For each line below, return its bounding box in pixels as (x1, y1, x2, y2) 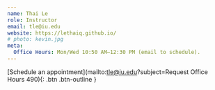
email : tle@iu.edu (7, 23, 61, 30)
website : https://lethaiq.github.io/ (7, 29, 117, 37)
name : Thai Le (7, 10, 49, 17)
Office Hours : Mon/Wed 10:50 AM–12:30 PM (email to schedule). (13, 49, 200, 56)
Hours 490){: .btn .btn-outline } (7, 75, 97, 83)
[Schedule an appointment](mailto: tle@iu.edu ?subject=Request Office (7, 67, 209, 76)
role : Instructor (7, 17, 58, 24)
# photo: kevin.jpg (7, 36, 64, 43)
